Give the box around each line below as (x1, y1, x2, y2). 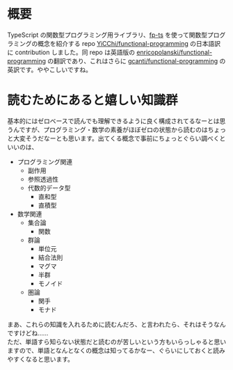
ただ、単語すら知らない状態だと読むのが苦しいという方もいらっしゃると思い (7, 337, 227, 346)
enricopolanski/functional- (136, 48, 213, 56)
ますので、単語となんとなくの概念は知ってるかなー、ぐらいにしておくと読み (7, 346, 225, 355)
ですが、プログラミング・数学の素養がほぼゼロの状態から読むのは (19, 125, 209, 134)
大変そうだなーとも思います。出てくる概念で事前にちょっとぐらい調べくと (13, 134, 226, 143)
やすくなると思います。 (7, 355, 74, 363)
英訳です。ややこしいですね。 (7, 65, 93, 74)
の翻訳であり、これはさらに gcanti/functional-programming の (47, 56, 226, 65)
